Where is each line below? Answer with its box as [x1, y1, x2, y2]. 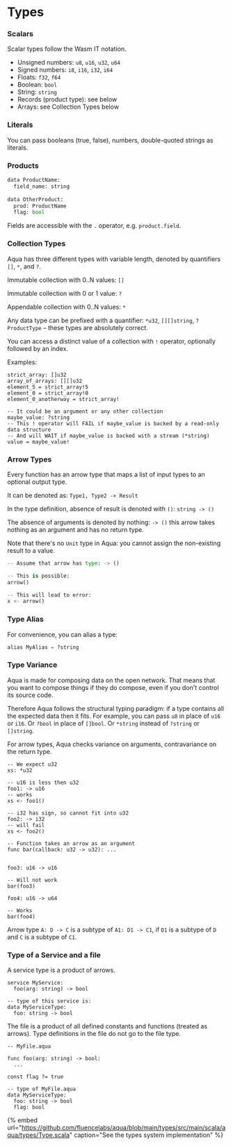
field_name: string [13, 182, 70, 190]
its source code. [7, 691, 54, 699]
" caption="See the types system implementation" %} [69, 1131, 224, 1139]
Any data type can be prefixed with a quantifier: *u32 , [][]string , [7, 316, 195, 324]
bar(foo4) [7, 913, 36, 920]
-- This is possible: [7, 572, 70, 579]
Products [7, 161, 40, 171]
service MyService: [7, 980, 64, 987]
